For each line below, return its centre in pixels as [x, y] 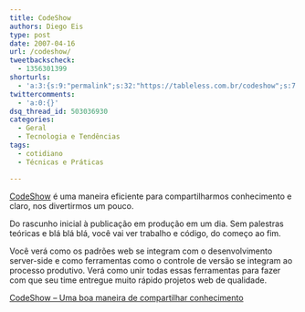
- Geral [32, 129]
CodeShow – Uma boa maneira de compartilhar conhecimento [126, 297]
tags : [20, 145]
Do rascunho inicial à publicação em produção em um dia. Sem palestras [147, 224]
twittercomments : [42, 94]
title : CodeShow [40, 18]
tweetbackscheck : [42, 60]
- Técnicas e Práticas [61, 162]
